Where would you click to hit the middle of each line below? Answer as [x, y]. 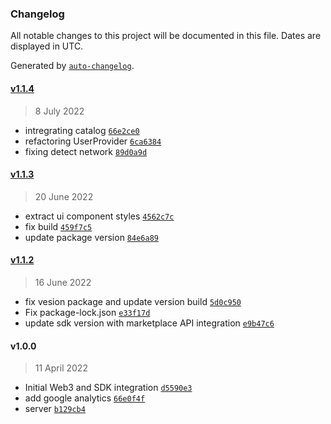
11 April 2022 [61, 368]
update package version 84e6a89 [91, 237]
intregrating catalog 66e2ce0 [82, 130]
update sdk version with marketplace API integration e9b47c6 [149, 323]
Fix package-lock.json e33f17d [87, 312]
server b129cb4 [55, 409]
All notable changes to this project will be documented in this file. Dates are [166, 36]
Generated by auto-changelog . [72, 66]
